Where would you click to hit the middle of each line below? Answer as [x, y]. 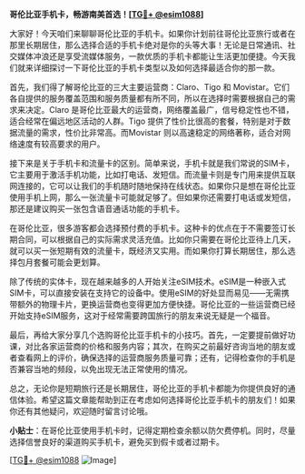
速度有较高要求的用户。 [61, 144]
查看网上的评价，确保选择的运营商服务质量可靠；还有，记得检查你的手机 [152, 358]
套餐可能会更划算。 [69, 262]
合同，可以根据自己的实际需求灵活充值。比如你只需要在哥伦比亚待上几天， [156, 239]
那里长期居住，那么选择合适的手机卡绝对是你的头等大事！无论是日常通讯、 [148, 45]
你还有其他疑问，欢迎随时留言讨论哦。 [81, 411]
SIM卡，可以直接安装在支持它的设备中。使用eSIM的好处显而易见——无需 [145, 293]
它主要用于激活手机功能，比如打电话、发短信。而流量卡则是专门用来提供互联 [152, 175]
